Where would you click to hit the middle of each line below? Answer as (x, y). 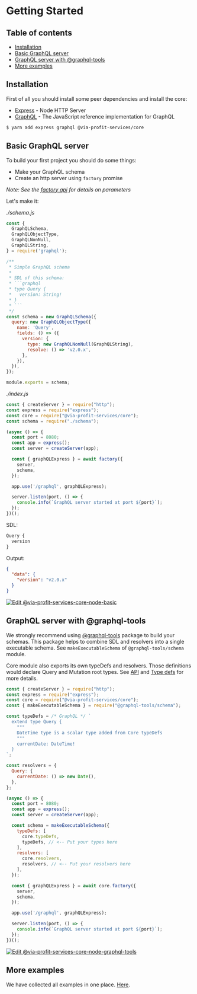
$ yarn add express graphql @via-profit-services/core (75, 127)
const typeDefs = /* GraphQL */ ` (49, 716)
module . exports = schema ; (38, 383)
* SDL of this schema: (37, 278)
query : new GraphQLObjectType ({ (51, 322)
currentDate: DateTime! (46, 744)
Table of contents (39, 33)
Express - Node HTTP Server (50, 110)
